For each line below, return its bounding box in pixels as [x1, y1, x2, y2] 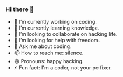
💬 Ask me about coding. [13, 43, 72, 50]
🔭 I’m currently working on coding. [13, 19, 97, 25]
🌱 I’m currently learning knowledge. [13, 24, 100, 31]
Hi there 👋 [5, 5, 34, 13]
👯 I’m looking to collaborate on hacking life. [13, 31, 118, 38]
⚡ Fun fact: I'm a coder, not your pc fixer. [13, 64, 112, 71]
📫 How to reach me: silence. [13, 49, 84, 57]
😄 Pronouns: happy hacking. [13, 58, 84, 65]
